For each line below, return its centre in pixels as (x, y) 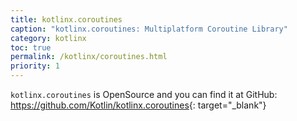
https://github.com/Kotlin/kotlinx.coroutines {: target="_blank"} (138, 105)
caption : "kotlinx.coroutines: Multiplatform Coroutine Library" (149, 29)
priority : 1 (35, 66)
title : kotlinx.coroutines (66, 19)
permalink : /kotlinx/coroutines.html (89, 57)
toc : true (31, 47)
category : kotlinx (48, 38)
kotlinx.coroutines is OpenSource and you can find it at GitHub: (144, 94)
